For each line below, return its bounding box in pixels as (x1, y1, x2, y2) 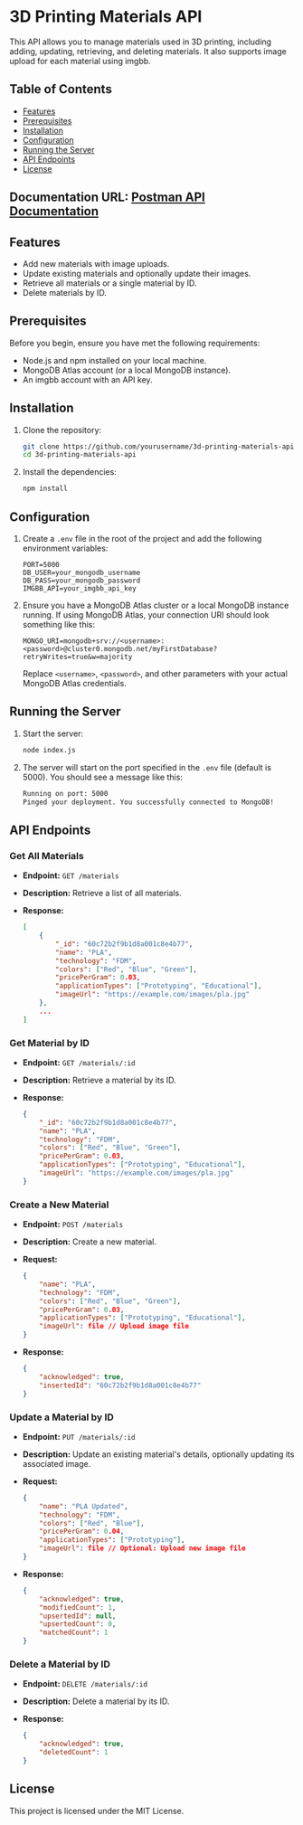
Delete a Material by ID (9, 1658, 110, 1670)
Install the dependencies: (22, 467, 118, 478)
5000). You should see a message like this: (22, 771, 184, 782)
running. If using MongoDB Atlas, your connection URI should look (22, 610, 270, 620)
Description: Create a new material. (22, 1236, 156, 1247)
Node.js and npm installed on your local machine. (22, 355, 207, 365)
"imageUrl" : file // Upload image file (39, 1322, 190, 1331)
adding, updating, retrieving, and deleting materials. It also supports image (9, 45, 287, 56)
